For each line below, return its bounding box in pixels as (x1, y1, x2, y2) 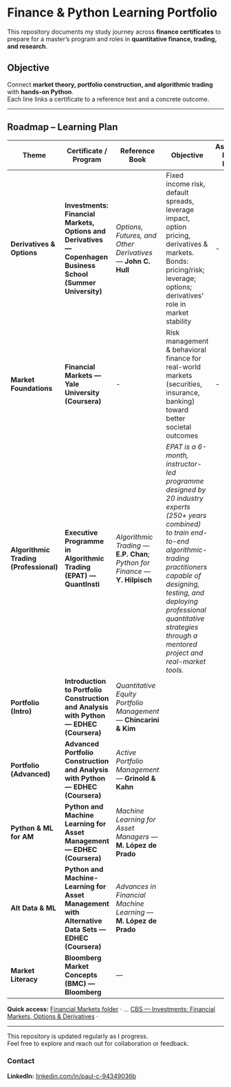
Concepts (65, 970, 98, 980)
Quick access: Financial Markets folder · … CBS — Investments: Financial (7, 1005, 215, 1013)
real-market (166, 656, 206, 666)
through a (166, 631, 198, 640)
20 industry (166, 493, 204, 503)
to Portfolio (65, 685, 102, 695)
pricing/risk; (166, 265, 205, 274)
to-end (166, 536, 190, 546)
